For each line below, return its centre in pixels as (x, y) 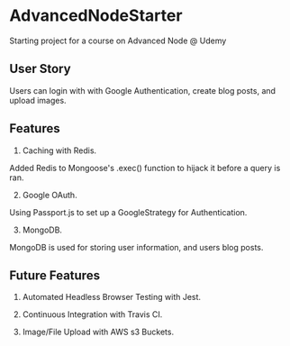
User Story (40, 69)
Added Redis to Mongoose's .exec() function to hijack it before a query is (145, 168)
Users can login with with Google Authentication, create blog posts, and (143, 90)
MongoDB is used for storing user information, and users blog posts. (136, 247)
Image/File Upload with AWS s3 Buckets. (98, 332)
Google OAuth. (50, 195)
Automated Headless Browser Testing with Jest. (111, 297)
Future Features (55, 275)
